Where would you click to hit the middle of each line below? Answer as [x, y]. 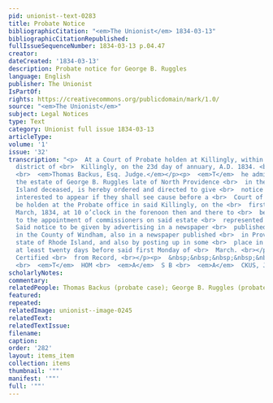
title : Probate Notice [47, 24]
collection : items [39, 364]
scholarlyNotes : [36, 273]
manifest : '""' [34, 379]
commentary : [28, 280]
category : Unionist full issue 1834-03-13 [81, 129]
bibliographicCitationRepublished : [69, 39]
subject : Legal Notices [49, 115]
